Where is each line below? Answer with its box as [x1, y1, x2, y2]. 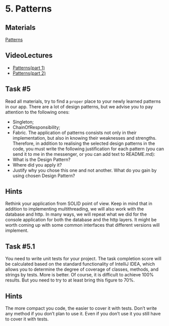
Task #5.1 [5, 242, 35, 251]
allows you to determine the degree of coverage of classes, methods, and [5, 266, 159, 272]
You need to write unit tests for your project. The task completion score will [5, 256, 161, 262]
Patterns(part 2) [12, 70, 46, 76]
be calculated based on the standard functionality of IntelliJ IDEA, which [5, 261, 155, 267]
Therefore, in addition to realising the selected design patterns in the [12, 140, 155, 146]
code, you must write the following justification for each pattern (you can [12, 145, 164, 152]
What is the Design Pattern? [12, 156, 71, 162]
